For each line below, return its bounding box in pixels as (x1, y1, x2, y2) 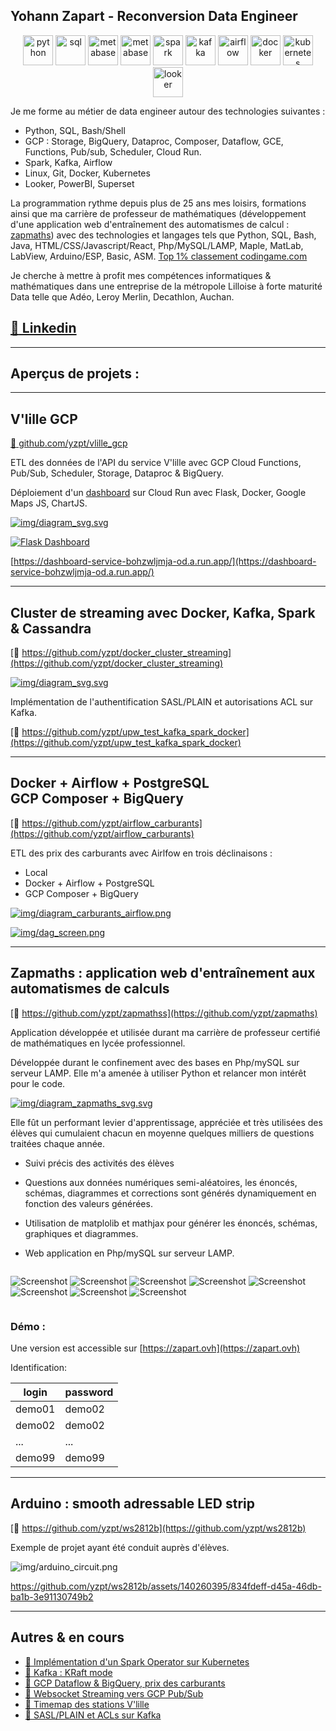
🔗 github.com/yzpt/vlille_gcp (10, 437, 128, 449)
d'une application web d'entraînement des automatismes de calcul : (10, 218, 290, 230)
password (64, 1385, 114, 1399)
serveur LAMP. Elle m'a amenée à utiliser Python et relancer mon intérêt (10, 1067, 307, 1079)
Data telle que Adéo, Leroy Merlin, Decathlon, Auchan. (10, 290, 235, 303)
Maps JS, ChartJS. (10, 497, 88, 509)
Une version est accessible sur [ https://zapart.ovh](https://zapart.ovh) (10, 1342, 301, 1354)
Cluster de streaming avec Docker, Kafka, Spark (10, 604, 316, 621)
